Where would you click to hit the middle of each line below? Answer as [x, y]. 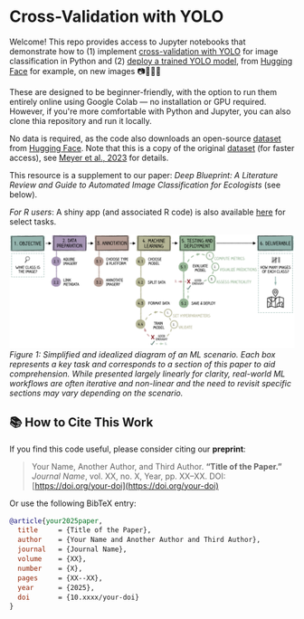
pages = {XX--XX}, [60, 578]
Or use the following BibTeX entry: [73, 503]
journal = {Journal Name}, [72, 549]
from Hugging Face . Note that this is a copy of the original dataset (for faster [152, 148]
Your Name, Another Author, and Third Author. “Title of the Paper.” [157, 466]
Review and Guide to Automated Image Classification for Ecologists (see [145, 185]
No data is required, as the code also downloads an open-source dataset [146, 138]
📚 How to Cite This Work [81, 423]
